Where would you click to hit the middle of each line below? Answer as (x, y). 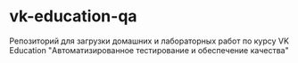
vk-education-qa (73, 16)
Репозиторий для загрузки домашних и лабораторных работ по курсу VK (149, 41)
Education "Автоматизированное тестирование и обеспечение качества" (149, 50)
